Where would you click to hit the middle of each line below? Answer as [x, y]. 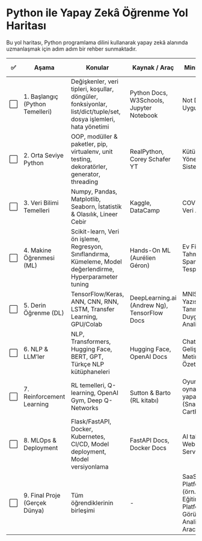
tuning [80, 284]
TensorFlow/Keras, [98, 294]
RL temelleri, [89, 385]
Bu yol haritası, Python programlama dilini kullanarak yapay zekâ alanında [97, 42]
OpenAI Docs [148, 356]
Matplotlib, [86, 199]
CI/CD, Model [90, 444]
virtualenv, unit [92, 151]
